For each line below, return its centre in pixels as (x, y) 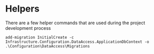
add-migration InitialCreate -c (40, 37)
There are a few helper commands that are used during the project (75, 23)
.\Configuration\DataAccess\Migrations (48, 46)
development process (28, 28)
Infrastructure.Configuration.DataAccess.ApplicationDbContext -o (77, 42)
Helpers (22, 9)
